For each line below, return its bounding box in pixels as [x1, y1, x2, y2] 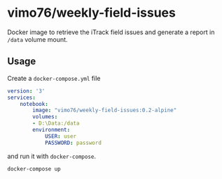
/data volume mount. [7, 35, 68, 43]
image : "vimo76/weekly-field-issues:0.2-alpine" [32, 107, 177, 114]
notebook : [20, 100, 49, 107]
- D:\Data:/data [32, 120, 80, 127]
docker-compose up [7, 165, 61, 172]
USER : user [44, 132, 77, 140]
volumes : [32, 114, 58, 120]
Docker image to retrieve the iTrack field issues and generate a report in [7, 28, 215, 36]
